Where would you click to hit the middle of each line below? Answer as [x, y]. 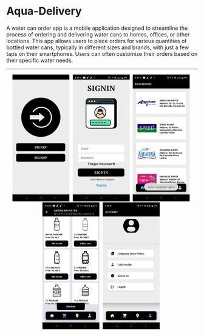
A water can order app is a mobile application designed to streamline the [97, 28]
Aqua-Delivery [44, 11]
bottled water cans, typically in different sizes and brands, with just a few [98, 47]
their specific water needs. [40, 60]
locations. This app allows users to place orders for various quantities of [97, 41]
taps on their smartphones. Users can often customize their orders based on [102, 53]
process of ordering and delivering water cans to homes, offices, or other [98, 34]
